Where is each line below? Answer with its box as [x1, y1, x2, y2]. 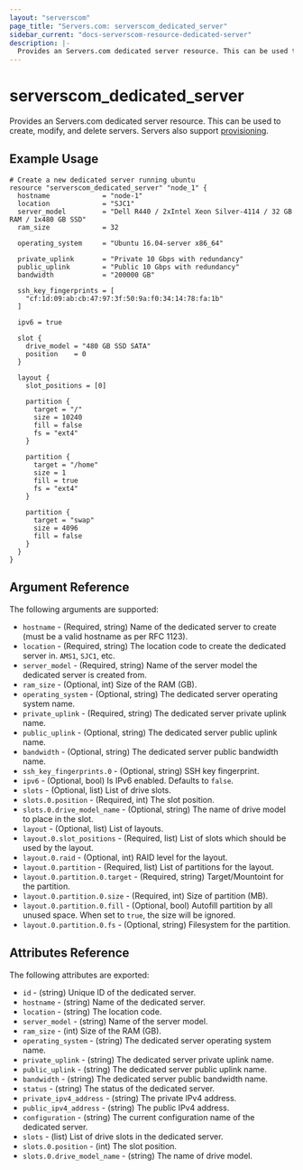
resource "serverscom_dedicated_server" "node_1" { [9, 183, 207, 193]
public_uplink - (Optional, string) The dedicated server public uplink [22, 727, 278, 738]
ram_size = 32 [17, 222, 119, 231]
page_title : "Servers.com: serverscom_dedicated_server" [9, 22, 228, 31]
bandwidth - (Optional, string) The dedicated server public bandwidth [22, 746, 279, 757]
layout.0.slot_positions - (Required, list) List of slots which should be [22, 833, 287, 844]
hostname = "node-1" [17, 191, 143, 200]
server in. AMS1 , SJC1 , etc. [22, 650, 115, 661]
